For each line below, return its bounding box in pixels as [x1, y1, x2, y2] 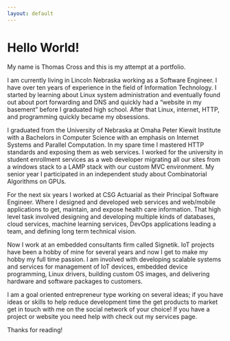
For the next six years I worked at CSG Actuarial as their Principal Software [7, 190, 219, 198]
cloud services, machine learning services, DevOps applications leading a [7, 220, 216, 228]
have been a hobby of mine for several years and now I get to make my [7, 247, 208, 256]
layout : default [7, 10, 54, 17]
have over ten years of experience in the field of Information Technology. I [7, 83, 217, 92]
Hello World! [7, 39, 80, 55]
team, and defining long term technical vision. [7, 227, 137, 235]
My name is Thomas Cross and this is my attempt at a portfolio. [7, 63, 186, 71]
